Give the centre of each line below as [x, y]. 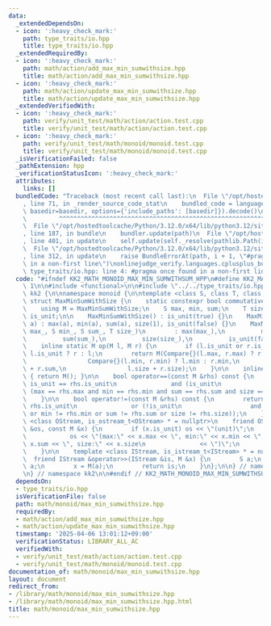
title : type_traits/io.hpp [68, 46]
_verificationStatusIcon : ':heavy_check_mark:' [97, 174]
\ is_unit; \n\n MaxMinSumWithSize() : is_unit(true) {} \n [127, 316]
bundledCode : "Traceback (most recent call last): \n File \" [122, 196]
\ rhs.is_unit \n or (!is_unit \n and [142, 406]
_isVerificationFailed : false [66, 158]
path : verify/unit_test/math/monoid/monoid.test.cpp [113, 143]
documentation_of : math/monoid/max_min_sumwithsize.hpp [104, 571]
